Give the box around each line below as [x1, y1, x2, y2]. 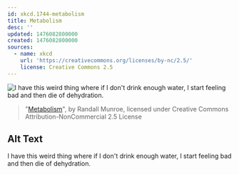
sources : [7, 44, 34, 51]
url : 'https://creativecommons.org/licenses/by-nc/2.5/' [20, 57, 193, 64]
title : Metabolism [7, 17, 62, 24]
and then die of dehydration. [7, 159, 91, 168]
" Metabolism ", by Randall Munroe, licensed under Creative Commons [24, 104, 229, 113]
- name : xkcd [14, 51, 53, 58]
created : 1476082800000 [7, 37, 78, 44]
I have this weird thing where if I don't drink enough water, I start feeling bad [7, 151, 232, 161]
